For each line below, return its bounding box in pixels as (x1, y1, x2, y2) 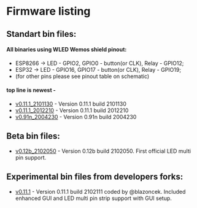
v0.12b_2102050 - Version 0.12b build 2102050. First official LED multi (15, 147, 191, 155)
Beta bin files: (6, 131, 60, 142)
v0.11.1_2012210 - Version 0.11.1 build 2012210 (15, 106, 129, 114)
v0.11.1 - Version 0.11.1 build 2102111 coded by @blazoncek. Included (15, 188, 186, 195)
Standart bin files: (6, 29, 77, 39)
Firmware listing (6, 4, 91, 18)
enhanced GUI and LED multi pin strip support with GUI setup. (15, 195, 172, 202)
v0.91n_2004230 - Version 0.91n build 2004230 (15, 113, 137, 120)
